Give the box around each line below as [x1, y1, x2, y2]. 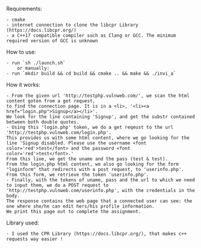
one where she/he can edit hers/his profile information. [6, 203, 155, 209]
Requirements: [6, 5, 42, 12]
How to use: [6, 48, 36, 55]
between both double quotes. [6, 119, 79, 125]
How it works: [6, 81, 41, 88]
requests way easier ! [6, 236, 63, 242]
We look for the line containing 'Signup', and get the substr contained [6, 114, 196, 120]
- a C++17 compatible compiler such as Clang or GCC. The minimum [6, 33, 176, 39]
